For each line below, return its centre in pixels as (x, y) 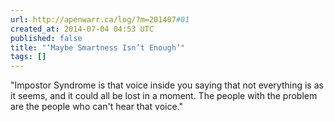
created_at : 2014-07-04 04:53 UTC (82, 29)
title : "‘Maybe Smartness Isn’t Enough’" (98, 47)
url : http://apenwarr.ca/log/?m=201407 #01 (100, 19)
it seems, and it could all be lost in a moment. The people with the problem (164, 96)
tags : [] (28, 57)
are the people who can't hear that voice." (97, 107)
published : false (46, 38)
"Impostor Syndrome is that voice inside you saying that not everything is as (167, 85)
